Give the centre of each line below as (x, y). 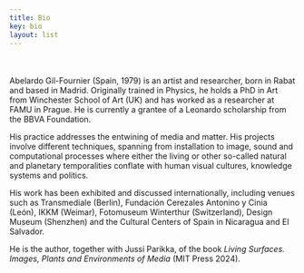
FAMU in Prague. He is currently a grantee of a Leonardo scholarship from (148, 110)
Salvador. (27, 231)
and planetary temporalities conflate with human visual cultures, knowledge (151, 166)
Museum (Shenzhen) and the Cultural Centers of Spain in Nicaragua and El (149, 222)
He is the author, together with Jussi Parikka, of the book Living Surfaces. (147, 249)
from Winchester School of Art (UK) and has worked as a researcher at (142, 100)
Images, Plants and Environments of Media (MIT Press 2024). (125, 258)
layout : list (34, 34)
